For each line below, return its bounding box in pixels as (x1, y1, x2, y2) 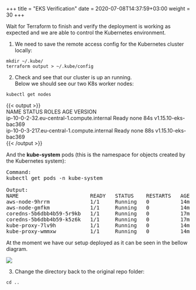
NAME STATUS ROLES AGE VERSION (6, 108, 97, 115)
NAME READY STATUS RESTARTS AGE (6, 192, 190, 199)
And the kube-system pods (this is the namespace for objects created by (6, 151, 186, 158)
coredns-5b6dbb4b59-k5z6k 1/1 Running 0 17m (6, 216, 190, 223)
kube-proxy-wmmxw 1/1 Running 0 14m (6, 228, 190, 234)
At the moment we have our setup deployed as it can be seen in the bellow (6, 239, 188, 246)
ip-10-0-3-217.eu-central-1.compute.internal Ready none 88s (6, 127, 155, 134)
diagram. (6, 246, 28, 252)
